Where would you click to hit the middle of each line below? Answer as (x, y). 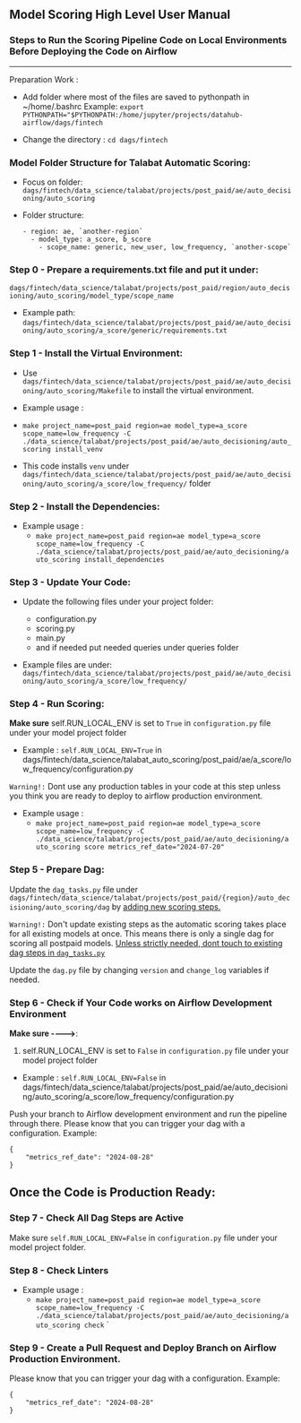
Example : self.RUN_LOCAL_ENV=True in (92, 750)
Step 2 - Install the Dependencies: (85, 506)
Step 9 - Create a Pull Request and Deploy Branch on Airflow (143, 1348)
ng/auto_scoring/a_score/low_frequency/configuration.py (128, 1097)
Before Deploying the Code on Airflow (93, 51)
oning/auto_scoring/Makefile (77, 391)
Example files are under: (67, 665)
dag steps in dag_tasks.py (57, 953)
